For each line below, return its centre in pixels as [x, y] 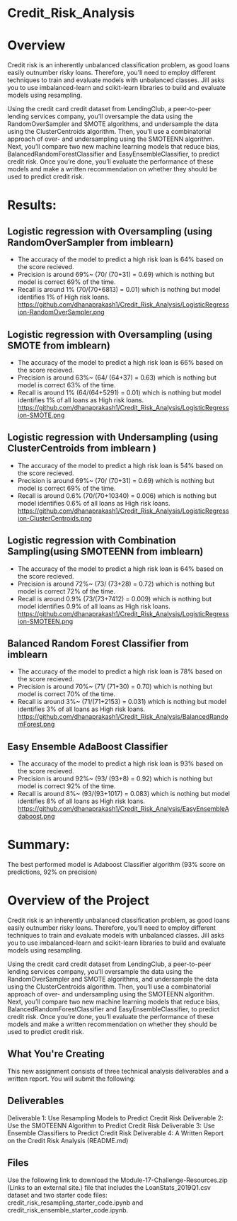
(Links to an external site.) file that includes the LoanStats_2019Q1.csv [109, 1187]
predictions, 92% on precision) [52, 872]
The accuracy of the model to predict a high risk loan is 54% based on [120, 465]
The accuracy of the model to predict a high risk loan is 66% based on [120, 362]
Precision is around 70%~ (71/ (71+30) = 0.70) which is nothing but [115, 687]
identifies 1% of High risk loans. [64, 297]
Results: [32, 205]
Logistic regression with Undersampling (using [113, 437]
